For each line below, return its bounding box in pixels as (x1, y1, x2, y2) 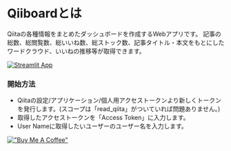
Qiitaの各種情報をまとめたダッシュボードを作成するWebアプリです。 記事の (7, 30, 222, 38)
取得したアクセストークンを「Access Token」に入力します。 (17, 114, 190, 122)
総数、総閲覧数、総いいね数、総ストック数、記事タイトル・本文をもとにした (7, 38, 225, 46)
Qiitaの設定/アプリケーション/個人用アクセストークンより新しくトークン (17, 97, 222, 105)
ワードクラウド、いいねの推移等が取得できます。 (7, 47, 146, 55)
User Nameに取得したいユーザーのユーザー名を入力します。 (17, 122, 188, 130)
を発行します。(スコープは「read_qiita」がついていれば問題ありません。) (17, 105, 221, 113)
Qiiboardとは (7, 6, 82, 21)
